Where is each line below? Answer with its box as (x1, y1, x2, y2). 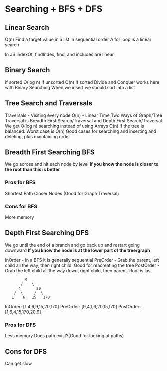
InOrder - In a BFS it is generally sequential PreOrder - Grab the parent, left (5, 257, 159, 263)
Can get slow (5, 360, 32, 366)
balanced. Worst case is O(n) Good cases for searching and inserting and (5, 128, 156, 134)
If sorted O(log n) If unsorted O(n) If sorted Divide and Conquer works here (5, 79, 160, 85)
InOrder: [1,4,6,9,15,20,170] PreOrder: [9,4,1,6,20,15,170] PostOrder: (5, 303, 141, 309)
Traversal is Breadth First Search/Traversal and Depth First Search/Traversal (5, 117, 162, 123)
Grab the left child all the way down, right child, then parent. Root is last (5, 267, 152, 273)
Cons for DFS (5, 347, 47, 356)
